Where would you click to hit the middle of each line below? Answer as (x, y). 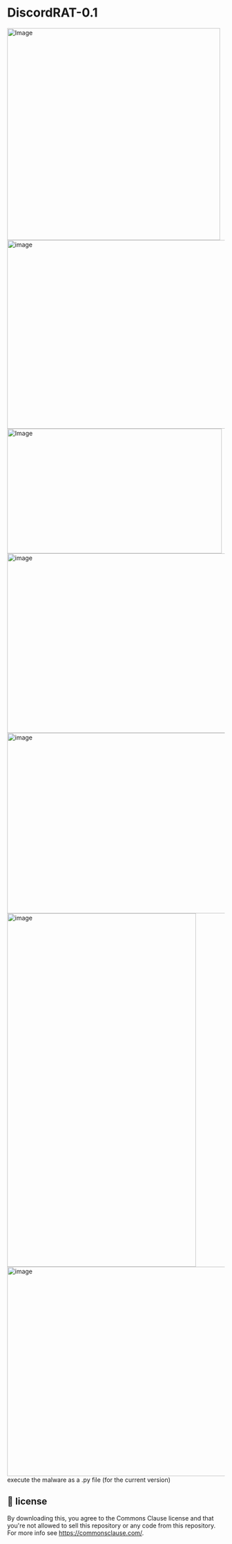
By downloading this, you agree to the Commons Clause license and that (110, 1518)
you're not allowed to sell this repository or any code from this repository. (112, 1525)
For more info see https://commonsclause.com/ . (76, 1533)
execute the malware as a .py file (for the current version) (89, 1480)
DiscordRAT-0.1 (52, 13)
